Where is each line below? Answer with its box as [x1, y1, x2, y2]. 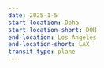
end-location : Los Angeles [8, 33, 97, 41]
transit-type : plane [8, 48, 76, 55]
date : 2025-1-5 [8, 11, 58, 20]
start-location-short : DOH [8, 26, 97, 34]
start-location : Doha [8, 19, 80, 27]
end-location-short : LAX [8, 41, 90, 48]
